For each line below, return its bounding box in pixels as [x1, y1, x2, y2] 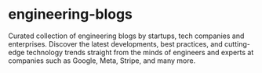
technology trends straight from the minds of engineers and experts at [26, 47, 254, 57]
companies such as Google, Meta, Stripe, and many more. [8, 56, 196, 65]
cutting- [224, 39, 251, 48]
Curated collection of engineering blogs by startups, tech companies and [8, 31, 245, 40]
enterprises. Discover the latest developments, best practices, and [8, 39, 224, 48]
